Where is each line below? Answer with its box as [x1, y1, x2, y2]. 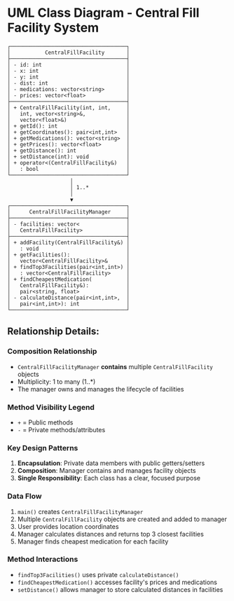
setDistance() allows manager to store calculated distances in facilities [17, 585, 223, 593]
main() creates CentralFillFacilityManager [17, 507, 144, 516]
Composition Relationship [7, 347, 97, 357]
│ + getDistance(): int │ [7, 147, 130, 154]
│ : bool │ [7, 165, 130, 172]
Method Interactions [7, 555, 78, 565]
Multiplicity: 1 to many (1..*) [17, 377, 96, 386]
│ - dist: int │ [7, 79, 130, 87]
